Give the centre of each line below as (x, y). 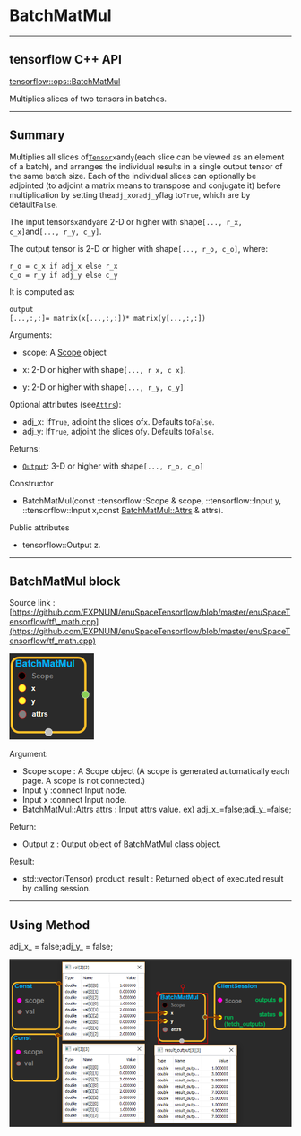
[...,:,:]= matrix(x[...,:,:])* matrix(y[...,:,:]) (107, 318)
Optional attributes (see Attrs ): (65, 404)
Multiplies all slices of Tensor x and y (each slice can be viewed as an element (147, 157)
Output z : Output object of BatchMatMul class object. (122, 844)
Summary (37, 135)
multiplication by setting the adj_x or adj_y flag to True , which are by (130, 194)
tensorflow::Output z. (61, 545)
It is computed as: (43, 291)
